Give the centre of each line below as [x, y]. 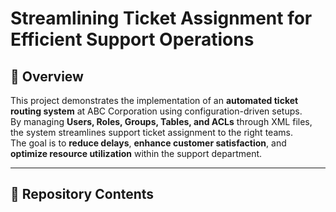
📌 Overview [47, 76]
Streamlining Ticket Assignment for [161, 18]
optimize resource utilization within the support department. [136, 153]
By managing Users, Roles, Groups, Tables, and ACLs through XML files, [161, 121]
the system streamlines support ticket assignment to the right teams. [151, 132]
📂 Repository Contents [82, 194]
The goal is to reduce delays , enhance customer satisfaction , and [148, 143]
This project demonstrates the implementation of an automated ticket [154, 100]
